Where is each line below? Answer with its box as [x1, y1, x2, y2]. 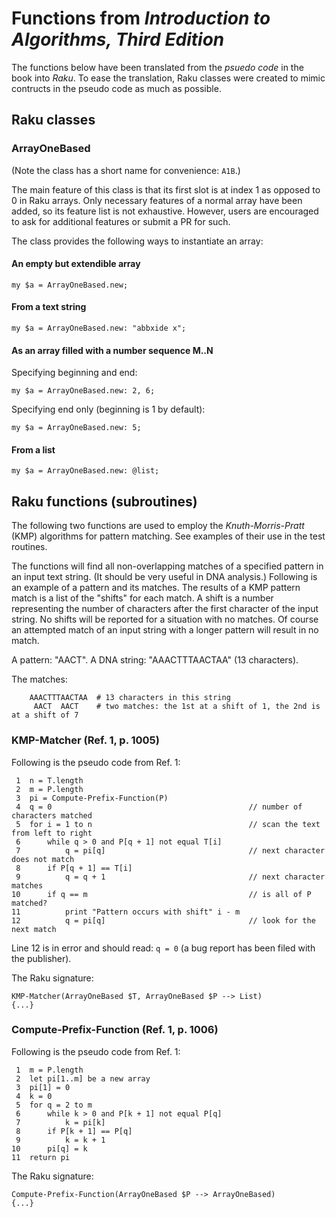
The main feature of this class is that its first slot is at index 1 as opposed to [11, 183, 321, 196]
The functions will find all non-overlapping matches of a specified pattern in [11, 560, 324, 572]
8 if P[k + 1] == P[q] [15, 1126, 133, 1136]
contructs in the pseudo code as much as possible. [11, 82, 222, 94]
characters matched [11, 810, 93, 821]
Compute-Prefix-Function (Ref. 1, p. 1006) [11, 1023, 219, 1037]
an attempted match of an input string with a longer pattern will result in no [11, 624, 319, 636]
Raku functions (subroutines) [11, 493, 198, 510]
